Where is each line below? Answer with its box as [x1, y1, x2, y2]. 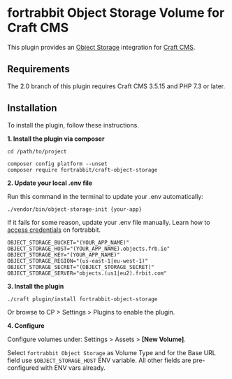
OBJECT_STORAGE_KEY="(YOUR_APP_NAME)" [7, 251, 120, 259]
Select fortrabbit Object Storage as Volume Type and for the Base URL [7, 348, 217, 357]
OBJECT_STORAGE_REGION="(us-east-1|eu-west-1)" [7, 257, 149, 264]
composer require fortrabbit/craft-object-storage [7, 166, 158, 173]
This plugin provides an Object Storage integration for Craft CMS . [7, 43, 196, 51]
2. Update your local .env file [7, 179, 93, 187]
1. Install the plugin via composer [7, 135, 105, 143]
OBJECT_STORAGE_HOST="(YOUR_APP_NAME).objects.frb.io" [7, 245, 171, 252]
